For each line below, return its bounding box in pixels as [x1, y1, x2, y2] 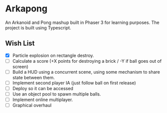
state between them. [12, 74, 55, 80]
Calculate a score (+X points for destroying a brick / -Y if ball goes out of [12, 58, 162, 64]
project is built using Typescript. [5, 24, 71, 30]
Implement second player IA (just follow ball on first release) [12, 80, 136, 86]
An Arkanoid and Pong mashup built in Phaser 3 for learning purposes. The [5, 19, 160, 25]
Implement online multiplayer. [12, 97, 73, 103]
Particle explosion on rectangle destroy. [12, 52, 94, 58]
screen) [12, 63, 28, 70]
